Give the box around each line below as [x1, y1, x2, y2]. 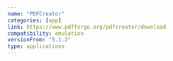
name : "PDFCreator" [7, 10, 65, 18]
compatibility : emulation [7, 29, 84, 37]
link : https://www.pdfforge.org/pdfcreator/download [7, 23, 167, 30]
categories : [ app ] [7, 17, 62, 24]
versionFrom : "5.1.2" [7, 36, 72, 43]
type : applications [7, 43, 65, 50]
